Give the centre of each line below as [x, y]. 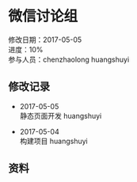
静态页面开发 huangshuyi [61, 116]
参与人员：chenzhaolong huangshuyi [69, 59]
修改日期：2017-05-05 [45, 40]
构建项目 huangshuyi [54, 141]
